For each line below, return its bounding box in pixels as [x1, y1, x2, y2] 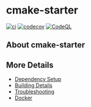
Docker [14, 95, 33, 102]
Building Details [14, 82, 53, 89]
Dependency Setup [14, 76, 62, 83]
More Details [6, 60, 54, 70]
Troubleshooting [14, 88, 55, 95]
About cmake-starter [6, 40, 85, 50]
